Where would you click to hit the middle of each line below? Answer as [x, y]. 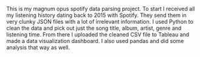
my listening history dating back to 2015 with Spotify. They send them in [96, 15]
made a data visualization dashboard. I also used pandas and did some [95, 41]
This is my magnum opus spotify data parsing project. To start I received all [101, 9]
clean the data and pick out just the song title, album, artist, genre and [94, 28]
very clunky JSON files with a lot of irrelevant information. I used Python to [100, 22]
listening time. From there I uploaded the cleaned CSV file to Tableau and [98, 35]
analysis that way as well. [38, 47]
